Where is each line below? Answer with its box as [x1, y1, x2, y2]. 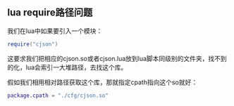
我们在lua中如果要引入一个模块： [7, 27, 103, 35]
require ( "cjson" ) [7, 41, 58, 48]
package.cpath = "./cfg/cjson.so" [7, 92, 109, 99]
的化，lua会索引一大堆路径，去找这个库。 [7, 62, 128, 72]
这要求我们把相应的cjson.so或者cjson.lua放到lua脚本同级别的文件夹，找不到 [7, 54, 227, 62]
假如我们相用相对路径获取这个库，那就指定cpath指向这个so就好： [7, 78, 198, 86]
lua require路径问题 [7, 6, 93, 19]
